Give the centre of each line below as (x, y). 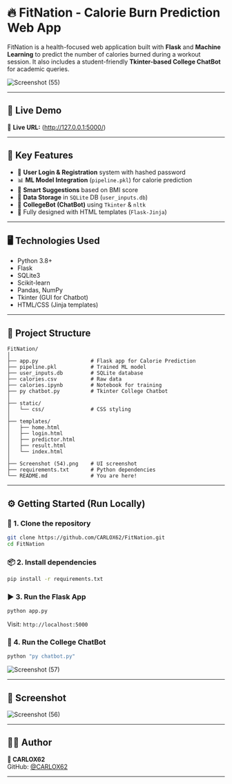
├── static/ (24, 403)
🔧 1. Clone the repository (49, 523)
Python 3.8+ (35, 261)
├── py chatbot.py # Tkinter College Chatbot (88, 392)
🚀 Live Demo (35, 111)
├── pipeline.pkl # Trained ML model (77, 367)
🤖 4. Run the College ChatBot (57, 642)
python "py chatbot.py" (41, 657)
